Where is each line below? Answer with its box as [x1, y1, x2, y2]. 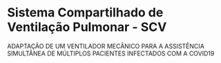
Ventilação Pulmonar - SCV [7, 19, 167, 35]
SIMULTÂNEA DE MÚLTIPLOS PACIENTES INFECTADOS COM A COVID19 [7, 49, 215, 58]
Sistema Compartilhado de [7, 5, 164, 21]
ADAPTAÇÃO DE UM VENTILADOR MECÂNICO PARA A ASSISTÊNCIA [7, 42, 205, 50]
